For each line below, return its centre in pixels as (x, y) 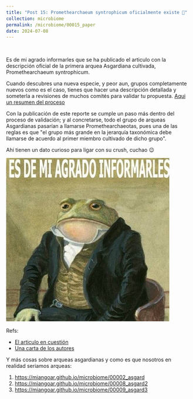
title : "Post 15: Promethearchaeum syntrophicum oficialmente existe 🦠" (97, 12)
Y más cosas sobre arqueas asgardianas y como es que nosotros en (89, 360)
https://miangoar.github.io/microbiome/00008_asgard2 (81, 384)
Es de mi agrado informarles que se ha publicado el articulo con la (86, 60)
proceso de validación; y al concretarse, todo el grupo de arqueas (86, 120)
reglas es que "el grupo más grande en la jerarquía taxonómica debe (89, 133)
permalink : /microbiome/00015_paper (51, 25)
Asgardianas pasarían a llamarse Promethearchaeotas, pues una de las (92, 126)
